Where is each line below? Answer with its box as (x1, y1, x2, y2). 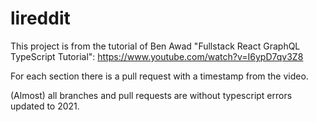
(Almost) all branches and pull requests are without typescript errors (10, 89, 293, 101)
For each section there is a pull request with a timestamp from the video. (10, 70, 309, 82)
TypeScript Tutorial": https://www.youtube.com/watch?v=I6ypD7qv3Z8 (10, 50, 304, 62)
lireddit (10, 7, 71, 30)
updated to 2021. (10, 100, 80, 112)
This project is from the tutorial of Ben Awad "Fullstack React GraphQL (10, 40, 301, 52)
